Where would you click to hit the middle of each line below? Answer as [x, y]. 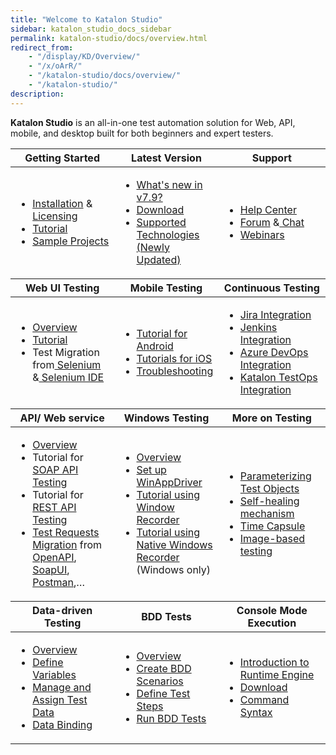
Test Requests [66, 532]
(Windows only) [174, 569]
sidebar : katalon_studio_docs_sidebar [91, 29]
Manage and [62, 687]
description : [37, 94]
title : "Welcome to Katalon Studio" [86, 19]
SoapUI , [51, 569]
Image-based [272, 538]
